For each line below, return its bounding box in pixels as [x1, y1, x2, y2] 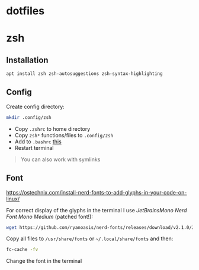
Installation [6, 55, 49, 65]
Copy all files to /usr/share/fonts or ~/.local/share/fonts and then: [6, 235, 174, 242]
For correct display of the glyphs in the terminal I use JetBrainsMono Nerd [6, 206, 187, 214]
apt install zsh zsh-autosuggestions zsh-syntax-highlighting [6, 71, 163, 77]
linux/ [6, 195, 20, 202]
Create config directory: [6, 103, 65, 110]
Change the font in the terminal [6, 258, 82, 265]
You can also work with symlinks [20, 156, 101, 163]
